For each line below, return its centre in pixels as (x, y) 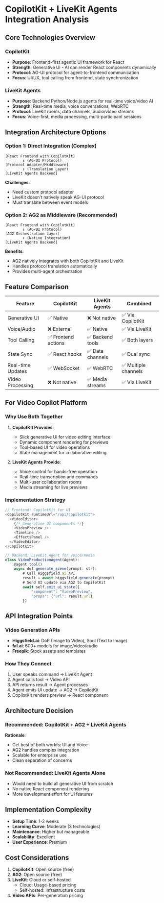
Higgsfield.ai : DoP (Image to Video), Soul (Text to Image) (70, 641)
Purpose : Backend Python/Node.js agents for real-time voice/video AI (83, 101)
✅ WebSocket (63, 368)
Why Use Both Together (34, 416)
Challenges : (18, 182)
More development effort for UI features (52, 794)
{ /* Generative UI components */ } (49, 524)
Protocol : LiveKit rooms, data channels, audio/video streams (73, 112)
